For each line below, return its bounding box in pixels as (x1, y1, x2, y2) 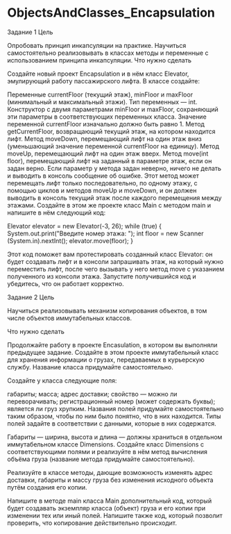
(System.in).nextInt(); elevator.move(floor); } (7, 236, 134, 244)
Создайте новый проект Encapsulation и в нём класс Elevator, (7, 69, 189, 78)
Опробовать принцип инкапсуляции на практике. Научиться (7, 41, 187, 49)
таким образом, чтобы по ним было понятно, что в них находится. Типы (7, 412, 221, 420)
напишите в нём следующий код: (7, 208, 106, 217)
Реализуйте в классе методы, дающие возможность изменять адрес (7, 468, 213, 476)
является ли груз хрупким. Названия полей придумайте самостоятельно (7, 404, 224, 412)
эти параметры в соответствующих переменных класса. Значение (7, 112, 207, 121)
